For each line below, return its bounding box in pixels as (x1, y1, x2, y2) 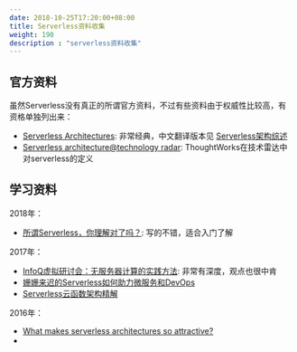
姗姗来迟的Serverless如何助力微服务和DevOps (22, 277, 196, 288)
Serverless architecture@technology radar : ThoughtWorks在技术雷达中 (22, 142, 288, 153)
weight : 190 (9, 30, 54, 39)
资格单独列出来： (9, 111, 73, 122)
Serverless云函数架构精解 (22, 288, 119, 299)
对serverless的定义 (22, 153, 94, 164)
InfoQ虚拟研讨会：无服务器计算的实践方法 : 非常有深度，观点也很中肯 (22, 265, 277, 276)
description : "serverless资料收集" (9, 38, 142, 48)
